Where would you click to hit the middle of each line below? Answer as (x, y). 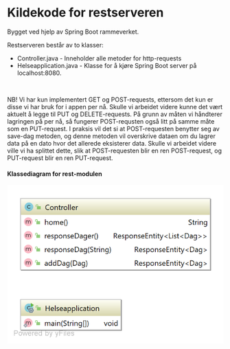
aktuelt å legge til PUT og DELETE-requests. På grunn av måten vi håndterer (115, 114)
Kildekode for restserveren (85, 13)
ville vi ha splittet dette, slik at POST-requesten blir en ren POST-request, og (114, 150)
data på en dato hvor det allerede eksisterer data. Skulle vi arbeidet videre (112, 143)
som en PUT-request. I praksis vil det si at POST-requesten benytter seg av (113, 128)
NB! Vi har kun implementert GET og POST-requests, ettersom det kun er (110, 99)
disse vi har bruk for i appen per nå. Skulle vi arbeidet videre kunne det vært (115, 106)
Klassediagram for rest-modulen (55, 174)
